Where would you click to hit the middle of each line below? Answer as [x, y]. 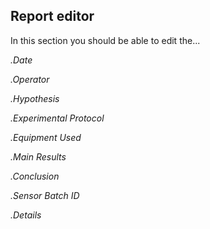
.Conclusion [35, 176]
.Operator [30, 79]
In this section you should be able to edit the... [105, 40]
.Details [26, 215]
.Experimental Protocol [57, 118]
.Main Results [38, 156]
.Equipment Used [46, 137]
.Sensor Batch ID [45, 195]
